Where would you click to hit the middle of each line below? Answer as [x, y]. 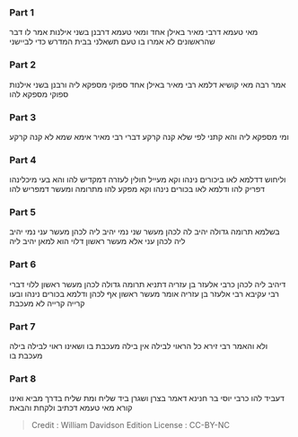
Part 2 [23, 65]
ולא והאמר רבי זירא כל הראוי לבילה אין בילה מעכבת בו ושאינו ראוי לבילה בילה [139, 346]
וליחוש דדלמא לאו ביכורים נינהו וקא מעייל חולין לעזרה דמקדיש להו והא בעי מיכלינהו [148, 179]
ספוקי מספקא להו [39, 94]
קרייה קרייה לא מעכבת [47, 303]
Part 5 [22, 213]
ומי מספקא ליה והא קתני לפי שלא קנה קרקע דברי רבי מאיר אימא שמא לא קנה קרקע [149, 136]
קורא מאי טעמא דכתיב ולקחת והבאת [71, 408]
